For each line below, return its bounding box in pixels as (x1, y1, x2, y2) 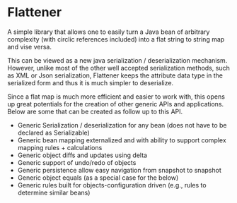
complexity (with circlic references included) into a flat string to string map (7, 35, 225, 43)
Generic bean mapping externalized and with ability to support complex (17, 135, 226, 144)
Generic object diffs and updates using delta (17, 151, 147, 159)
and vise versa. (7, 42, 52, 51)
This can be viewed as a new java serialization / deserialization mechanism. (7, 56, 228, 64)
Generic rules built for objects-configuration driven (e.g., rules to (17, 180, 207, 189)
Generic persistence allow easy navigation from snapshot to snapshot (17, 166, 221, 174)
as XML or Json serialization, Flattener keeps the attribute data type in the (7, 71, 224, 80)
